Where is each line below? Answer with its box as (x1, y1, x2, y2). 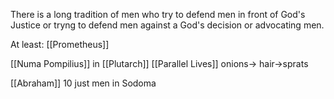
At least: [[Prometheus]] (10, 39, 110, 50)
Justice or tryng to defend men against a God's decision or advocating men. (10, 19, 325, 31)
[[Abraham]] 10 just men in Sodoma (10, 77, 157, 89)
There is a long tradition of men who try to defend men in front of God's (10, 9, 306, 20)
